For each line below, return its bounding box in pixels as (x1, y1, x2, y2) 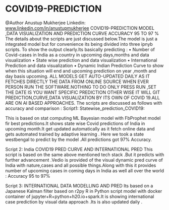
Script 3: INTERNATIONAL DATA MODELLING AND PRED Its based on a (5, 182, 153, 189)
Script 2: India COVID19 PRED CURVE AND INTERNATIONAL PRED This (5, 146, 153, 152)
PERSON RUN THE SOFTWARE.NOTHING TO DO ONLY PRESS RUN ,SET (5, 84, 157, 90)
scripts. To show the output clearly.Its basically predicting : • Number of (5, 46, 155, 52)
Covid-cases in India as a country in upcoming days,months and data (5, 51, 150, 58)
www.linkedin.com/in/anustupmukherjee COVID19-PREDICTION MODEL (5, 25, 155, 31)
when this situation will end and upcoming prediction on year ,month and (5, 67, 156, 74)
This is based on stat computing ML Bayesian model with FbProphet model (5, 115, 161, 121)
